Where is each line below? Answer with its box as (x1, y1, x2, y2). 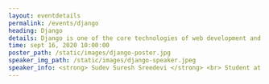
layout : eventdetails (8, 11, 81, 20)
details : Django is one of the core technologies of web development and (8, 34, 262, 42)
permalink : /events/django (8, 19, 99, 27)
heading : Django (8, 26, 63, 34)
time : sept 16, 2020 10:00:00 (8, 42, 110, 50)
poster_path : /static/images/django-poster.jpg (8, 49, 172, 57)
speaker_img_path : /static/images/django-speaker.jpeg (8, 57, 197, 65)
